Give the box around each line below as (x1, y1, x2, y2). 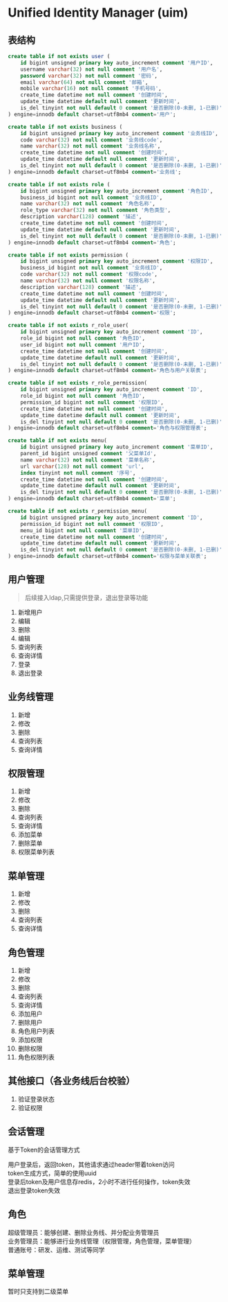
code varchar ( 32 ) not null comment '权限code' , (20, 271, 158, 278)
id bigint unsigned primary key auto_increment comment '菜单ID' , (20, 443, 213, 451)
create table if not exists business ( (8, 123, 123, 130)
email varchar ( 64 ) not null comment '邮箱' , (20, 78, 149, 86)
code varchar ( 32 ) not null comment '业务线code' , (20, 137, 163, 143)
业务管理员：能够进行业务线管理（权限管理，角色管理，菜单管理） (8, 1237, 196, 1245)
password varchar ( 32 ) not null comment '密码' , (20, 72, 158, 79)
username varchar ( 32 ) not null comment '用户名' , (20, 66, 163, 73)
